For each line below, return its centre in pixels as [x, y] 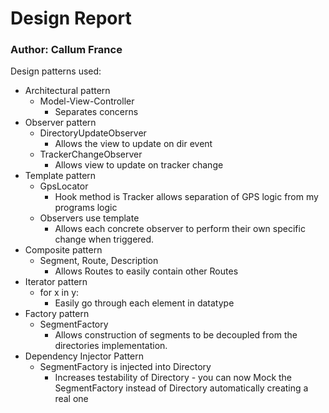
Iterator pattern [56, 282]
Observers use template [89, 218]
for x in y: [59, 293]
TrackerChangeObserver [91, 154]
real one [71, 399]
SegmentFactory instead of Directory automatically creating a [181, 388]
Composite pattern [63, 250]
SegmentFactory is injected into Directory [125, 367]
